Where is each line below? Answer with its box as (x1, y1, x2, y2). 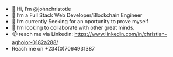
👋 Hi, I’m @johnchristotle (11, 6, 71, 12)
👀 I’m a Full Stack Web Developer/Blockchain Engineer (11, 12, 143, 19)
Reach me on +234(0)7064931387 (11, 45, 95, 52)
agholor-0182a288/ (11, 39, 58, 46)
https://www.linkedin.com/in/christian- (74, 31, 168, 37)
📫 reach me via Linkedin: (11, 31, 74, 37)
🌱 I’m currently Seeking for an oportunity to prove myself (11, 18, 149, 24)
